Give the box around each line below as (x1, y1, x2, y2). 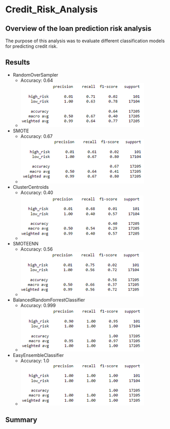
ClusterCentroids (12, 184, 49, 190)
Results (5, 58, 30, 67)
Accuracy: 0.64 (20, 77, 53, 83)
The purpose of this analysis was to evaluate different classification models (5, 38, 165, 44)
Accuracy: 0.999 (20, 302, 56, 308)
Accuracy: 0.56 (20, 246, 53, 252)
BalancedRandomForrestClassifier (12, 297, 85, 303)
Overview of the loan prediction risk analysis (5, 24, 152, 33)
